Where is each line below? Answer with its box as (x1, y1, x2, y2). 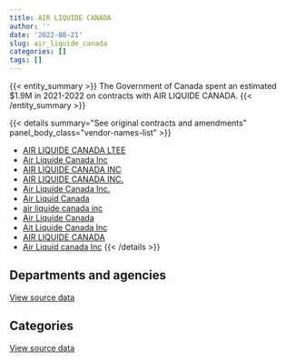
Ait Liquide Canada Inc (22, 222, 108, 233)
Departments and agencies (9, 267, 166, 283)
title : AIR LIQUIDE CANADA (9, 13, 112, 23)
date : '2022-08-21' (9, 30, 84, 39)
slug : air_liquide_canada (9, 38, 107, 48)
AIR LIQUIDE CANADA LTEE (22, 145, 126, 156)
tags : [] (9, 55, 43, 65)
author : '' (9, 22, 51, 31)
